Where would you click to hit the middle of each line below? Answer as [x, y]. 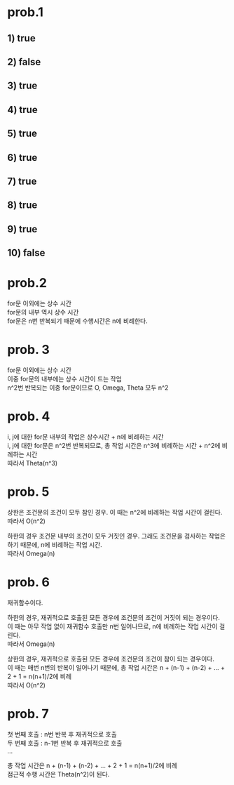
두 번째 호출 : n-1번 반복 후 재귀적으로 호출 [65, 743]
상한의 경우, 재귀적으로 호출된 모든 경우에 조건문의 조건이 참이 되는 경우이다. [111, 659]
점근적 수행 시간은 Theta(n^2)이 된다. [58, 774]
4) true [22, 110]
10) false [26, 253]
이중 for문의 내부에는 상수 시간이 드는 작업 [65, 378]
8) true [22, 205]
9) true [22, 229]
